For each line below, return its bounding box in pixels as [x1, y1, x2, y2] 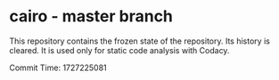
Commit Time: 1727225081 [9, 62, 107, 73]
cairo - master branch [9, 6, 174, 27]
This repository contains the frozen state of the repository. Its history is [9, 36, 270, 46]
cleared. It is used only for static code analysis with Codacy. [9, 44, 230, 55]
